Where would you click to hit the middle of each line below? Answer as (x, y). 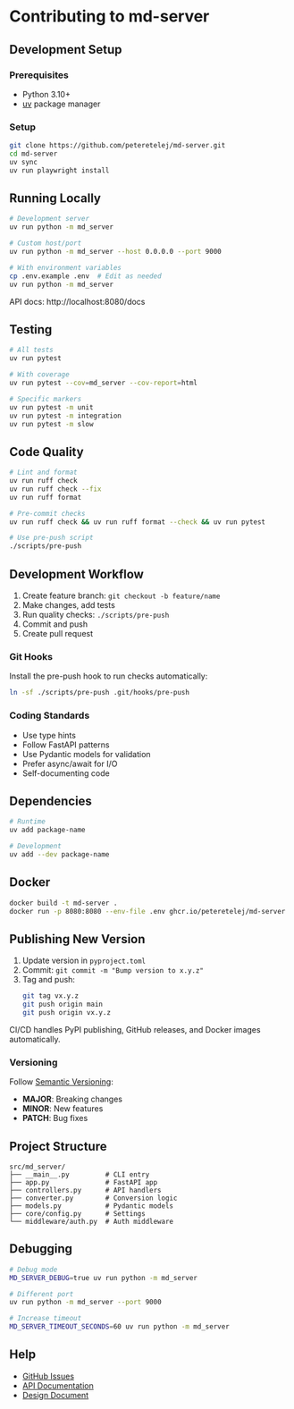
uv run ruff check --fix (55, 489)
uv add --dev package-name (59, 854)
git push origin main (62, 1004)
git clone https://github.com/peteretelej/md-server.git (118, 146)
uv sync (24, 162)
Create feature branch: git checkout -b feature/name (121, 595)
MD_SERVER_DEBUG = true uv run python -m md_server (104, 1278)
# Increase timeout (46, 1319)
